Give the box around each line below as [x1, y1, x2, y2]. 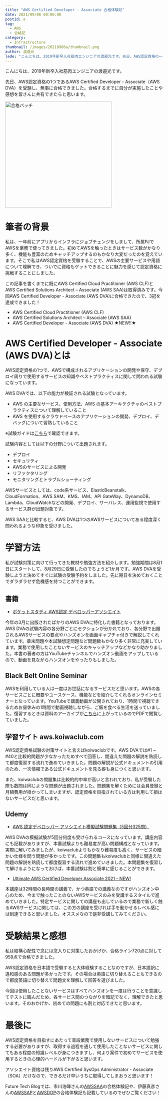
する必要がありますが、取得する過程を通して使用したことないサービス [5, 1043, 149, 1049]
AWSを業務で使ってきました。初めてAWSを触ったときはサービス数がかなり [5, 245, 161, 251]
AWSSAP [14, 1089, 33, 1095]
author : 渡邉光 [5, 49, 34, 54]
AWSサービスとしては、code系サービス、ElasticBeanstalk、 [5, 487, 129, 493]
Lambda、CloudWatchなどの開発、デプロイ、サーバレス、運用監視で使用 [5, 499, 156, 505]
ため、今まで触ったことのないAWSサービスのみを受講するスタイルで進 [13, 892, 160, 898]
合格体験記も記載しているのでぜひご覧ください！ [60, 1089, 161, 1095]
